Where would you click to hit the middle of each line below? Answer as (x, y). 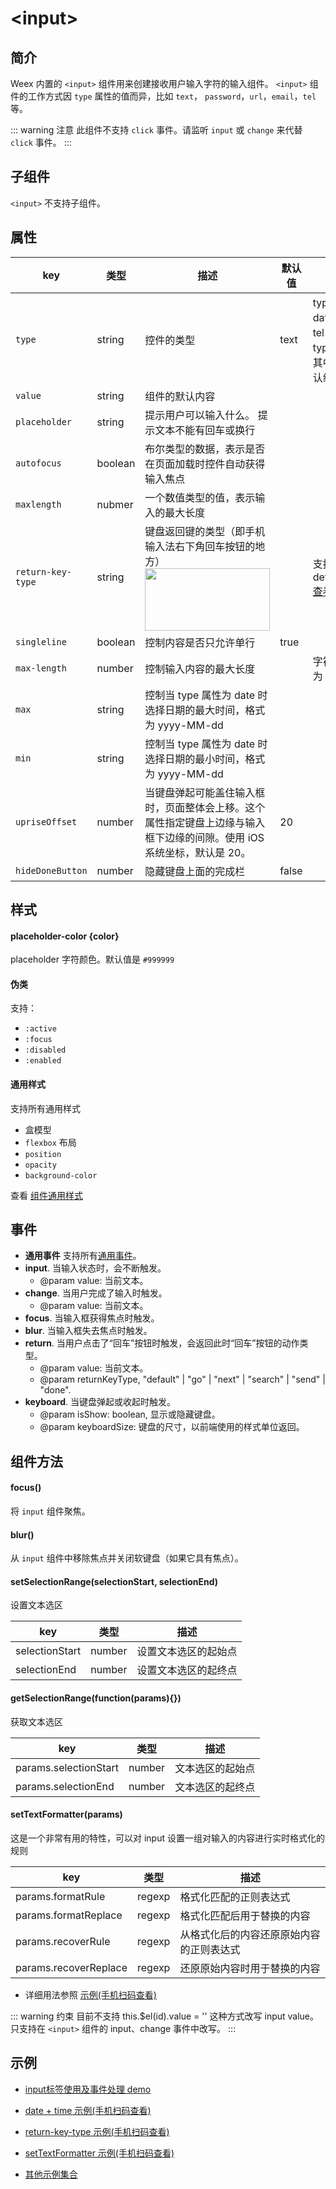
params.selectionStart (67, 1767)
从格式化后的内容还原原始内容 (250, 1934)
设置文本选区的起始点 (187, 1652)
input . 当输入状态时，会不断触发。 (95, 1268)
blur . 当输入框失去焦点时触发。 (88, 1331)
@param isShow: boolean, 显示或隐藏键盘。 (130, 1414)
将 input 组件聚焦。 (50, 1511)
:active (40, 1029)
